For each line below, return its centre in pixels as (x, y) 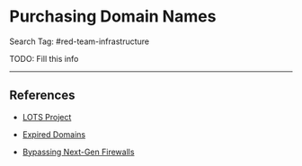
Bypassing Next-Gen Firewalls (78, 152)
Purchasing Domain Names (113, 17)
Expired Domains (54, 134)
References (42, 96)
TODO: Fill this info (44, 58)
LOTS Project (47, 117)
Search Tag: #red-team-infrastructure (80, 41)
